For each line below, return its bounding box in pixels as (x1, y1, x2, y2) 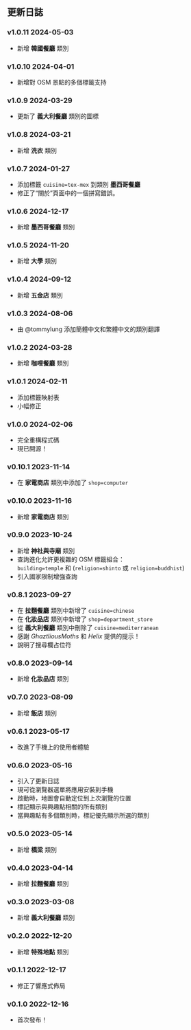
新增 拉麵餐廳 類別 (16, 879, 69, 888)
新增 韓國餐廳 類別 (16, 44, 69, 52)
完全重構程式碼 (16, 436, 60, 444)
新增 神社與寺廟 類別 (16, 546, 75, 555)
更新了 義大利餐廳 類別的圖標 (16, 112, 99, 120)
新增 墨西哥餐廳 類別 (16, 223, 75, 232)
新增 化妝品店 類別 (16, 675, 69, 683)
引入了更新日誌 (16, 777, 60, 785)
